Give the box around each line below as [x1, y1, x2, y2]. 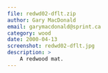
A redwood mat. [20, 56, 64, 63]
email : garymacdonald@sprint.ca [7, 23, 101, 30]
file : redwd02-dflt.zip [7, 10, 77, 17]
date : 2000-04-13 [7, 36, 58, 43]
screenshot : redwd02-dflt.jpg [7, 42, 95, 49]
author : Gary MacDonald [7, 17, 77, 24]
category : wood [7, 29, 52, 37]
